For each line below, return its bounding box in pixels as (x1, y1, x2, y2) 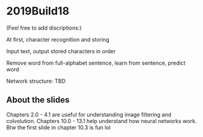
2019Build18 (6, 4, 70, 18)
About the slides (6, 95, 70, 105)
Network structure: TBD (6, 77, 66, 84)
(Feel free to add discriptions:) (6, 24, 82, 31)
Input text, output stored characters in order (6, 47, 116, 55)
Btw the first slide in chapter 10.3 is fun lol (6, 124, 111, 131)
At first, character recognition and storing (6, 36, 110, 43)
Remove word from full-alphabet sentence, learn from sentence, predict (6, 59, 186, 66)
